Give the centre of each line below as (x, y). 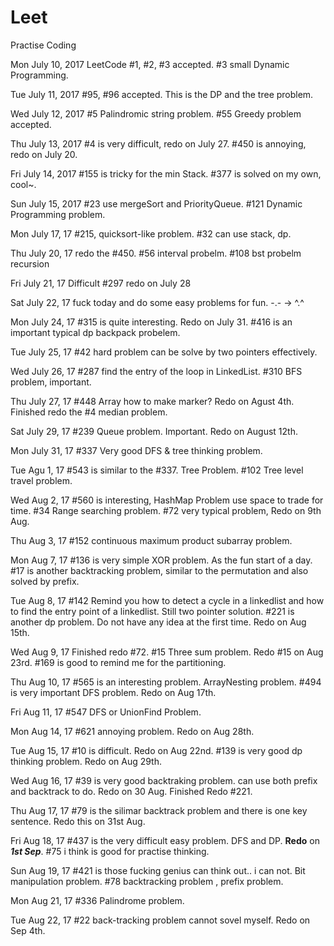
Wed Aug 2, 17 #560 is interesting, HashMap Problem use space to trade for (167, 500)
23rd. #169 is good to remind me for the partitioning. (118, 662)
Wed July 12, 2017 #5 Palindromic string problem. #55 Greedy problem (156, 113)
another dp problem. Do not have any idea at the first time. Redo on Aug (158, 622)
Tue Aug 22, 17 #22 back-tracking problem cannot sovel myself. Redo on (160, 920)
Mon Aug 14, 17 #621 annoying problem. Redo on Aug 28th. (132, 731)
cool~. (23, 184)
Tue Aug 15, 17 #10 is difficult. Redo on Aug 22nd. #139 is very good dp (156, 750)
